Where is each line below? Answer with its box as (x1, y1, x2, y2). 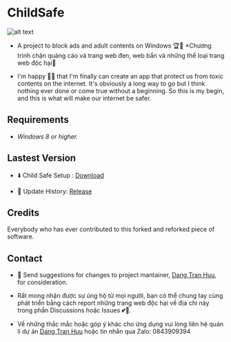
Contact (7, 252, 43, 264)
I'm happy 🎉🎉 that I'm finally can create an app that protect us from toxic (17, 72, 224, 80)
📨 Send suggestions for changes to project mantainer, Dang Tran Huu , (17, 271, 217, 279)
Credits (7, 207, 40, 219)
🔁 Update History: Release (17, 187, 92, 195)
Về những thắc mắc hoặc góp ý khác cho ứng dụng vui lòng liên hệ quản (17, 320, 224, 328)
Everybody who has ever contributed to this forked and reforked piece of (7, 225, 215, 234)
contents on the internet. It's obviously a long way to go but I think (17, 79, 205, 88)
